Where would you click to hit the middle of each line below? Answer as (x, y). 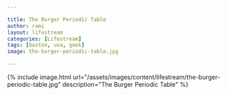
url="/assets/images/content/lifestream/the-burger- (147, 77)
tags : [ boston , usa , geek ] (46, 45)
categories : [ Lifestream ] (44, 39)
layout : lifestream (35, 32)
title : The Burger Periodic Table (57, 19)
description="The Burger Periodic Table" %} (125, 84)
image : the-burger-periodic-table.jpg (63, 52)
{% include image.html (39, 77)
